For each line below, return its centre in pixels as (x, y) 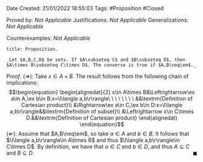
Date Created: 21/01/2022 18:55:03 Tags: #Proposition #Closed (85, 8)
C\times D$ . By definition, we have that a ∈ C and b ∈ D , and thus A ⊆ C (98, 147)
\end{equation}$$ (102, 124)
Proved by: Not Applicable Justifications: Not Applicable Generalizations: (98, 20)
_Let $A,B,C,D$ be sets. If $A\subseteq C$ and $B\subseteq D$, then (96, 60)
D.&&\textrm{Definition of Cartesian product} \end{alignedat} (102, 118)
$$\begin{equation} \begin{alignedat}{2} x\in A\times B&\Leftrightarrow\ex (102, 92)
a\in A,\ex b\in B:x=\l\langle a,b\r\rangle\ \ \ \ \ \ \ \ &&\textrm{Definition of (102, 99)
